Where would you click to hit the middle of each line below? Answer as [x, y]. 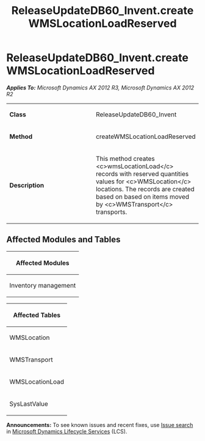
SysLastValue [29, 404]
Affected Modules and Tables [63, 240]
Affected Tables [37, 315]
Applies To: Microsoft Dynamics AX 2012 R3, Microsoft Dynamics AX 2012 [100, 87]
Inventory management [43, 285]
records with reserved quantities [142, 174]
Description [27, 185]
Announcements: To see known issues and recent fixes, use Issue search [100, 425]
